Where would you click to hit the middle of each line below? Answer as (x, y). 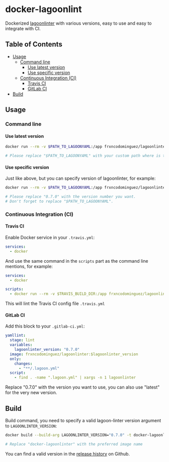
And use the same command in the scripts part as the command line (77, 261)
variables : (21, 345)
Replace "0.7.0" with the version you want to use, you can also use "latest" (82, 387)
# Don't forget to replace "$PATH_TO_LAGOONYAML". (59, 201)
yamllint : (16, 336)
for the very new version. (31, 393)
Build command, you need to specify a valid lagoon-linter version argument (83, 420)
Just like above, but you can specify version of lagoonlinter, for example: (80, 178)
